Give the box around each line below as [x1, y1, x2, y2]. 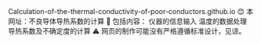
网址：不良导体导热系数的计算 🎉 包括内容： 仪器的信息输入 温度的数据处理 [8, 16, 247, 26]
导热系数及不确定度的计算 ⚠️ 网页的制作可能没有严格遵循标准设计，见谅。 [8, 27, 246, 35]
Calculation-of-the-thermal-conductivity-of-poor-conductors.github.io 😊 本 [8, 7, 254, 16]
